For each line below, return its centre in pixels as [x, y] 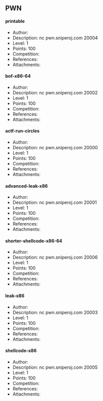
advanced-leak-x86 [27, 186]
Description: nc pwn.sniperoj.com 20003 [55, 312]
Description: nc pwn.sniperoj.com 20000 [55, 148]
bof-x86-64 [18, 76]
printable [15, 21]
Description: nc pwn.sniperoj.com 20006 [55, 257]
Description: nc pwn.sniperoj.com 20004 [55, 38]
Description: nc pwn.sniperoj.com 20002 [55, 92]
